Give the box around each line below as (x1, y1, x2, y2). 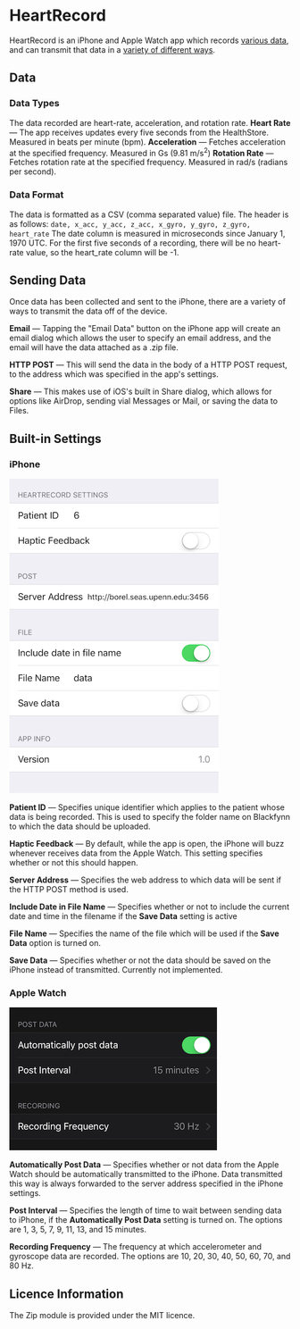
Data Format (9, 188, 64, 201)
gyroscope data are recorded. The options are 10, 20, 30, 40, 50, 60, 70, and (9, 1251, 291, 1262)
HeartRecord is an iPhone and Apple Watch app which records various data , (9, 35, 289, 46)
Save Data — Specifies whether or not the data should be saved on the (9, 955, 271, 965)
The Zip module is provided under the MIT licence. (9, 1310, 196, 1321)
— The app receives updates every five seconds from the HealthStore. (9, 127, 270, 138)
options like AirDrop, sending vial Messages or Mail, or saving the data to (9, 396, 279, 406)
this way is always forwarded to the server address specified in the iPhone (9, 1178, 284, 1189)
